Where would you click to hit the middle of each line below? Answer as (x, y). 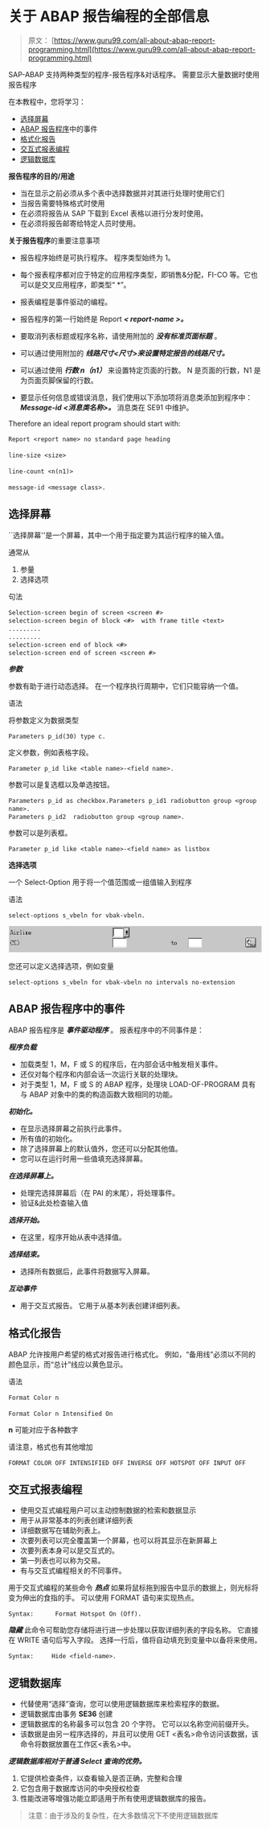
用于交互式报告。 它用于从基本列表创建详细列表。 (102, 1305)
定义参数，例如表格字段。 (51, 752)
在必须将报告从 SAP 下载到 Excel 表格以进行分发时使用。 (114, 213)
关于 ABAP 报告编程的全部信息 (109, 16)
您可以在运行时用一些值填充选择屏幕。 (83, 1159)
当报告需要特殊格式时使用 (62, 203)
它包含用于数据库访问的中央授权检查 (80, 1789)
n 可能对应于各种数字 (43, 1430)
